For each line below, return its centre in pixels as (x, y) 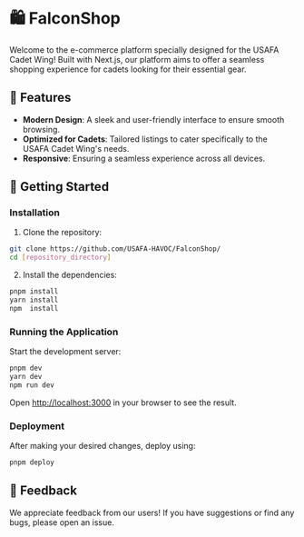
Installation (35, 213)
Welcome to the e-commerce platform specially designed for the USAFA (144, 50)
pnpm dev (26, 368)
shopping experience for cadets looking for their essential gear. (128, 69)
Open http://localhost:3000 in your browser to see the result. (123, 403)
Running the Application (64, 332)
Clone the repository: (62, 233)
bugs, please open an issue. (62, 522)
